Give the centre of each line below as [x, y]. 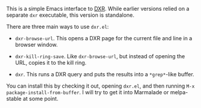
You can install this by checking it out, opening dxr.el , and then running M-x [101, 86]
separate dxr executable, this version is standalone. [70, 15]
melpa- [179, 92]
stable [14, 99]
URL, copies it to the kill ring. [51, 63]
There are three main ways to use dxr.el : [58, 27]
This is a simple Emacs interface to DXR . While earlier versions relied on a [98, 9]
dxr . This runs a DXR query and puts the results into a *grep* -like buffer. [104, 74]
